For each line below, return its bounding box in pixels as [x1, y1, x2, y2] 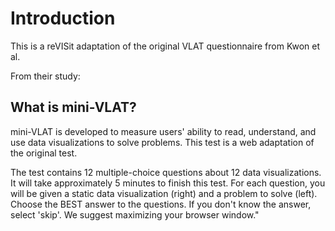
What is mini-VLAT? [10, 99, 137, 116]
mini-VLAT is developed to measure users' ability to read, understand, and [10, 125, 317, 137]
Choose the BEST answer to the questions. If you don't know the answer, [10, 198, 312, 210]
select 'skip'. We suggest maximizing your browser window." [10, 208, 260, 221]
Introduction [10, 7, 116, 30]
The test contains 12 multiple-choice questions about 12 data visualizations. [10, 166, 322, 178]
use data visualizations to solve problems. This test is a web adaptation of [10, 136, 315, 148]
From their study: [10, 70, 81, 82]
